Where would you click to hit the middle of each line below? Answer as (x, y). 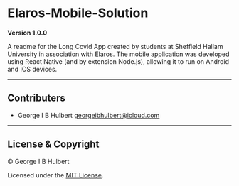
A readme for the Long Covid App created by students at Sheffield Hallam (115, 46)
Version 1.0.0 (27, 33)
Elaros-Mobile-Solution (78, 13)
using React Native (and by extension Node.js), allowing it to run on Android (118, 61)
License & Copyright (53, 144)
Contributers (37, 98)
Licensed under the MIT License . (55, 175)
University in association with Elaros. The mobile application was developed (118, 54)
